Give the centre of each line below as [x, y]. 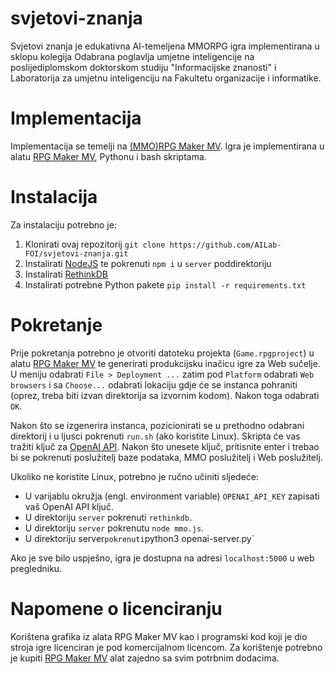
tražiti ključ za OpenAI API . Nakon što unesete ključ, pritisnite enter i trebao [165, 446]
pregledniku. [36, 568]
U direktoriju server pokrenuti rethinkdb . [108, 517]
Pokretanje [56, 325]
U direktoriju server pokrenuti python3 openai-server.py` [139, 538]
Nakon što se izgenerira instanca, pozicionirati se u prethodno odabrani [157, 425]
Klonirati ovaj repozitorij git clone [95, 244]
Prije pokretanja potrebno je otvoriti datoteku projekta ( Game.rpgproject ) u [162, 353]
